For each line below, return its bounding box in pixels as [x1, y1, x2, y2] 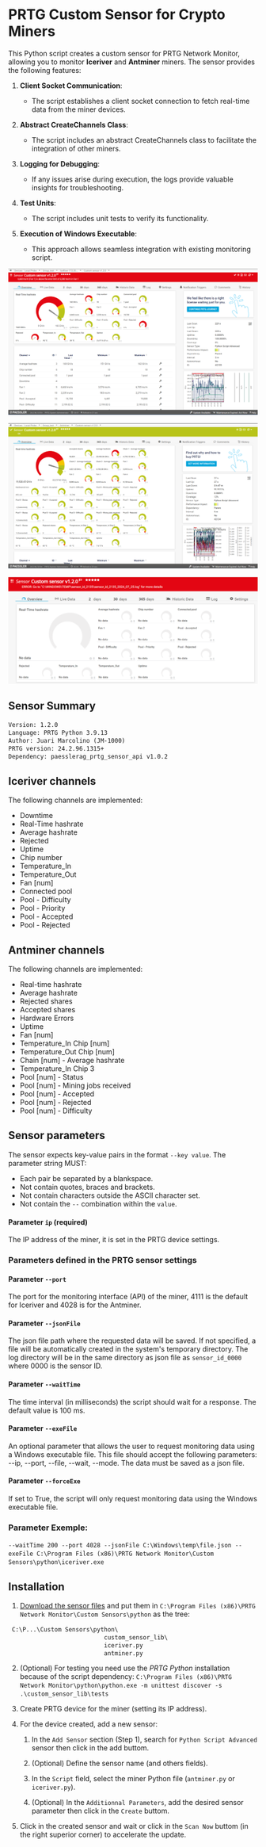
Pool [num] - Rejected [19, 1098, 92, 1107]
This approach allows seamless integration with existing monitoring [31, 244, 251, 254]
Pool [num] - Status [19, 1073, 84, 1082]
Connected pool [19, 886, 73, 897]
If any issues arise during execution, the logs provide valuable [31, 174, 234, 184]
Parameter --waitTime [8, 1379, 81, 1389]
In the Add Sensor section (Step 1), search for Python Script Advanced [31, 1734, 257, 1745]
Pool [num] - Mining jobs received [19, 1080, 131, 1091]
